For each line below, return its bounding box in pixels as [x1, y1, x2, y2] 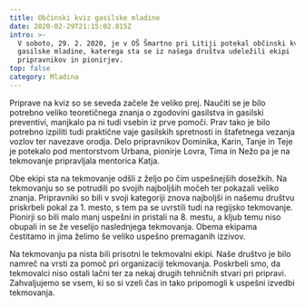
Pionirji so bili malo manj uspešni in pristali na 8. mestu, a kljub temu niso [9, 211, 281, 223]
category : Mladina [9, 73, 79, 82]
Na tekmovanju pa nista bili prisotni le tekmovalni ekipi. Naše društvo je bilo [9, 248, 291, 259]
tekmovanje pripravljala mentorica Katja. [9, 155, 161, 166]
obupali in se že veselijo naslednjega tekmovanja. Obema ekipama [9, 221, 258, 232]
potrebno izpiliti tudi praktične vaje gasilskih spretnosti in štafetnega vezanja [9, 126, 295, 137]
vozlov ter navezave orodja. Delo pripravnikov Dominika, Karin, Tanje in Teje [9, 135, 293, 146]
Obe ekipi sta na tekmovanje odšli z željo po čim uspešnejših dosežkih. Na [9, 173, 288, 183]
